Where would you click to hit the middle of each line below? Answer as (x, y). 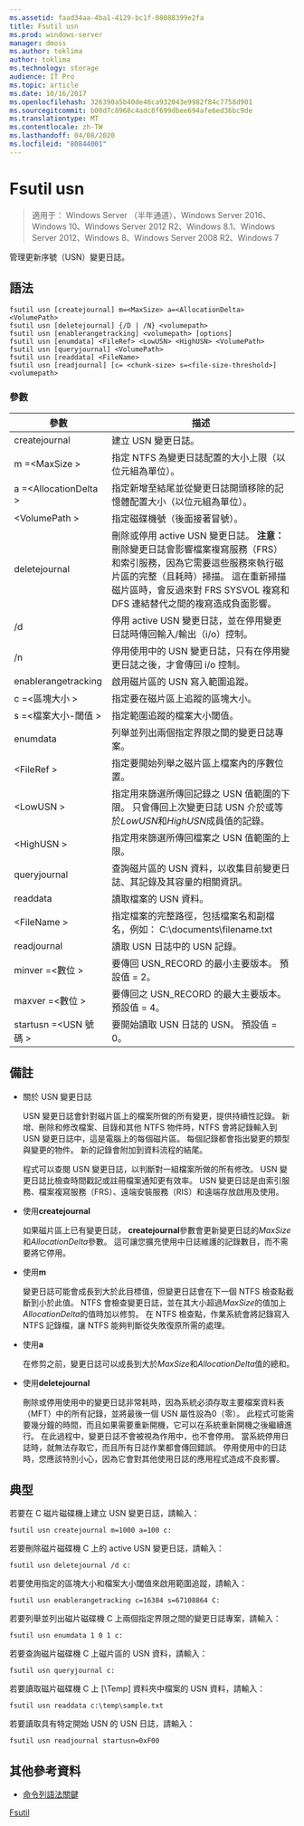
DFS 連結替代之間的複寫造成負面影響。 (195, 603)
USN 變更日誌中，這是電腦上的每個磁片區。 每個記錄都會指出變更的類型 (156, 1138)
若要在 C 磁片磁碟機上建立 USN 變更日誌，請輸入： (104, 1514)
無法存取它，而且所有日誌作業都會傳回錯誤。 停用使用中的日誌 (170, 1447)
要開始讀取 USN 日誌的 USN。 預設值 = (195, 1024)
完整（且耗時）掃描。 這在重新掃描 (213, 576)
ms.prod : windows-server (56, 34)
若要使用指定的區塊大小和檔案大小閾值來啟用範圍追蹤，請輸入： (128, 1583)
